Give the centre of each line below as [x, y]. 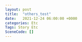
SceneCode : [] [20, 32]
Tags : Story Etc [21, 28]
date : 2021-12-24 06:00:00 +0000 [41, 18]
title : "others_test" [28, 14]
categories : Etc [21, 23]
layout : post [18, 9]
